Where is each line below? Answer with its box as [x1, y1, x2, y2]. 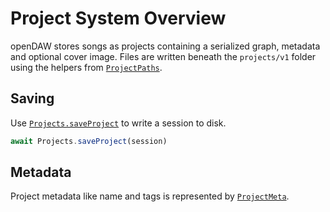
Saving [10, 90, 55, 107]
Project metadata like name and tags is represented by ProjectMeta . [10, 190, 290, 202]
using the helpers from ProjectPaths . [10, 61, 163, 73]
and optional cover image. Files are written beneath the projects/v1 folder [10, 50, 317, 62]
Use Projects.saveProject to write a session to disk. [10, 117, 227, 129]
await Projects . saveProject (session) [10, 136, 168, 146]
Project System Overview [10, 7, 227, 30]
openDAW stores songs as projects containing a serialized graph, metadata [10, 40, 321, 52]
